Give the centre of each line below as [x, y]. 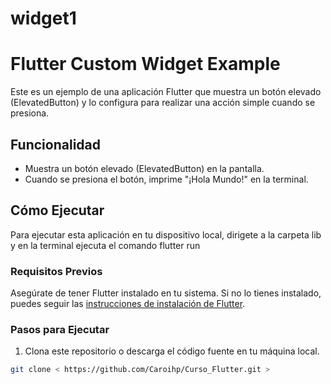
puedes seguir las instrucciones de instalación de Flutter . [128, 304]
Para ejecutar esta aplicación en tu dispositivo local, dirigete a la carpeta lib [166, 234]
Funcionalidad [56, 144]
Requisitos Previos [56, 271]
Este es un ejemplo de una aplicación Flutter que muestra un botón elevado [166, 92]
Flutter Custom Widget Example [145, 64]
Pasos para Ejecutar [60, 329]
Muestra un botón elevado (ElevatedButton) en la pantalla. [144, 168]
